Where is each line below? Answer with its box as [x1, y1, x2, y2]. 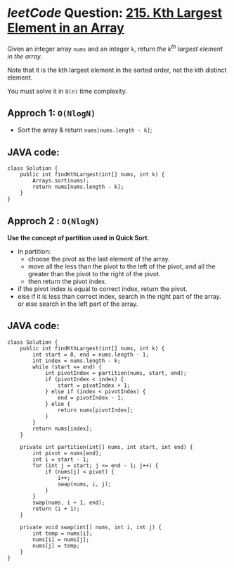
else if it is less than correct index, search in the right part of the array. [17, 292, 221, 301]
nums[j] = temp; [32, 542, 80, 549]
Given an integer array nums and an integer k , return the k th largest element [7, 43, 223, 53]
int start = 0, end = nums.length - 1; [32, 351, 150, 358]
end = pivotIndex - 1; [57, 394, 124, 401]
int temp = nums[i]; [32, 530, 93, 537]
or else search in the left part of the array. [17, 300, 138, 308]
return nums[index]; [32, 425, 93, 432]
